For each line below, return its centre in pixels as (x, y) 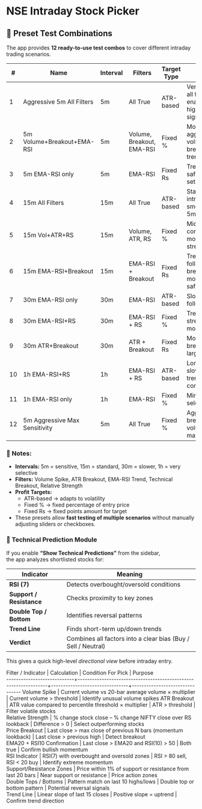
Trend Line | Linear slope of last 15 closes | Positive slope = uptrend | (92, 794)
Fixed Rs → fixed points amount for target (75, 511)
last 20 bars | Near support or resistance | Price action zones (82, 775)
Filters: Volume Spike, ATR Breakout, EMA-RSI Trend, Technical (94, 479)
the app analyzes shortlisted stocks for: (55, 559)
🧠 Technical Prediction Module (52, 540)
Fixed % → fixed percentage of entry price (77, 505)
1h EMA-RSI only (47, 399)
